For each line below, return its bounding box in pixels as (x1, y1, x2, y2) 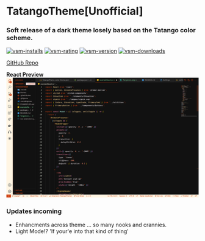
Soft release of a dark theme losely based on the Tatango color (6, 26, 196, 35)
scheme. (6, 33, 33, 42)
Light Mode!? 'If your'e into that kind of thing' (15, 227, 129, 235)
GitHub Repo (6, 59, 38, 66)
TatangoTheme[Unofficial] (6, 4, 143, 18)
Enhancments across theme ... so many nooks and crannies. (15, 221, 167, 228)
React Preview (6, 71, 44, 79)
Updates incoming (6, 207, 62, 215)
